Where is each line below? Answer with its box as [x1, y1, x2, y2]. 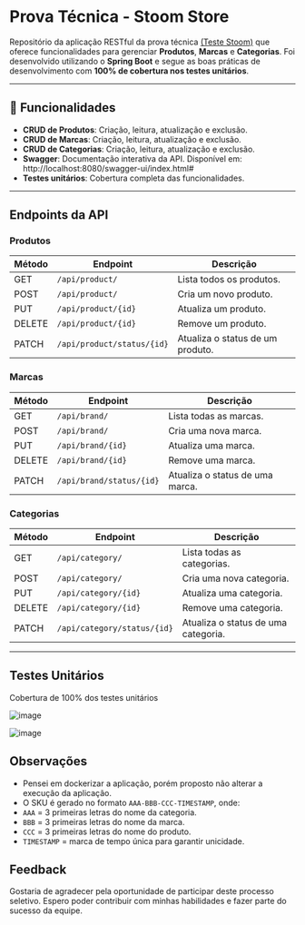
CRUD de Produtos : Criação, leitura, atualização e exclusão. [22, 124, 248, 135]
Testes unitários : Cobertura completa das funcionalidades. [22, 172, 245, 183]
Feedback [9, 862, 67, 878]
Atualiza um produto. [177, 302, 266, 315]
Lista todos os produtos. [177, 273, 281, 286]
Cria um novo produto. [177, 288, 273, 300]
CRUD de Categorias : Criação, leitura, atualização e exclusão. [22, 143, 256, 154]
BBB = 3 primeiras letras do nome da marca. [22, 816, 185, 827]
